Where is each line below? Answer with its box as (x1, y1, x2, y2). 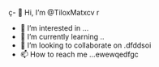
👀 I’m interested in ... (19, 23, 89, 32)
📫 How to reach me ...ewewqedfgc (19, 49, 140, 59)
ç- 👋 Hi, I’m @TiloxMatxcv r (8, 8, 100, 17)
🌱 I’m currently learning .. (19, 32, 105, 41)
